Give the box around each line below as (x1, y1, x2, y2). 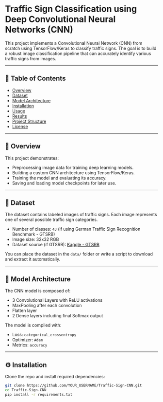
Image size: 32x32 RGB (12, 237, 59, 242)
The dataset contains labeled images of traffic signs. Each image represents (5, 212, 157, 218)
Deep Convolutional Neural (5, 14, 116, 25)
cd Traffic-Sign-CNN (5, 387, 47, 392)
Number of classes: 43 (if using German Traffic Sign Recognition (12, 226, 141, 232)
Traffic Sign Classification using (5, 3, 137, 15)
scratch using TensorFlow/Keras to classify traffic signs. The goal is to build (5, 45, 157, 51)
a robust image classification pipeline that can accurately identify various (5, 50, 151, 56)
